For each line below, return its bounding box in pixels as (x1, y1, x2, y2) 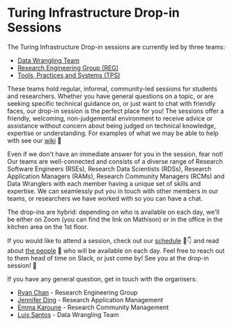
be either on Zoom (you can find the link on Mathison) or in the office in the (7, 215, 223, 224)
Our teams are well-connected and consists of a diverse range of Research (7, 157, 223, 165)
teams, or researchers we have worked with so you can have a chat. (7, 194, 203, 203)
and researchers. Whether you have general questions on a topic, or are (7, 92, 214, 100)
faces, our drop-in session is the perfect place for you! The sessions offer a (7, 107, 224, 115)
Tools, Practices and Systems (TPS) (17, 71, 121, 79)
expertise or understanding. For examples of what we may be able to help (7, 129, 219, 137)
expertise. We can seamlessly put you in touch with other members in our (7, 187, 219, 195)
